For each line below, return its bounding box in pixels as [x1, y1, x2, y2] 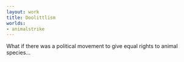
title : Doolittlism [6, 15, 56, 21]
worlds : [6, 20, 26, 26]
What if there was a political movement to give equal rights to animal [6, 43, 178, 50]
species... [6, 49, 31, 57]
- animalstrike [6, 26, 45, 32]
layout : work [6, 9, 40, 15]
